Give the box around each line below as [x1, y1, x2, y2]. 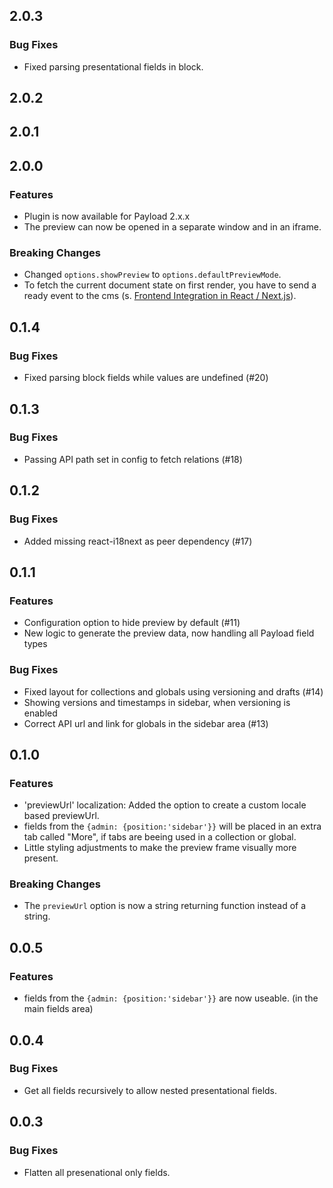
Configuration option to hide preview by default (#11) [23, 617, 241, 629]
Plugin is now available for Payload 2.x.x [23, 210, 191, 223]
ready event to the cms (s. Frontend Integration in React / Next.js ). [23, 290, 297, 302]
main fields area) [23, 1003, 94, 1015]
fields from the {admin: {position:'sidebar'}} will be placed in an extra [23, 820, 322, 833]
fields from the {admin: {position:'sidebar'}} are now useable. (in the [23, 992, 319, 1004]
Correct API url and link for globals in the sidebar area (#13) [23, 717, 269, 729]
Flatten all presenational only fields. [23, 1166, 171, 1178]
